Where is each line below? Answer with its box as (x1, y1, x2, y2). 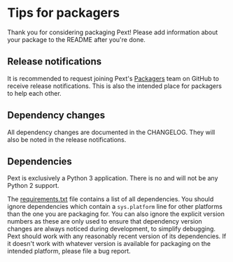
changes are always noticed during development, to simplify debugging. (7, 225, 216, 233)
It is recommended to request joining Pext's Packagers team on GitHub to (7, 74, 219, 82)
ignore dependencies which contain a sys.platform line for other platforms (7, 203, 223, 211)
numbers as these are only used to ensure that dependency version (7, 217, 203, 226)
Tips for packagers (7, 5, 120, 21)
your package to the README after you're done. (7, 35, 146, 43)
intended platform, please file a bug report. (7, 247, 131, 256)
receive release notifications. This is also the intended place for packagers (7, 82, 223, 90)
